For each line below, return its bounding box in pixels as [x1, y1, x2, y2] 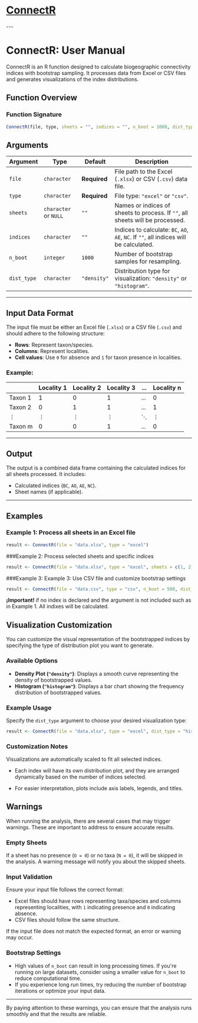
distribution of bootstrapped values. [14, 689, 102, 696]
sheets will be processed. [114, 216, 186, 225]
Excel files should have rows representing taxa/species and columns [14, 897, 181, 905]
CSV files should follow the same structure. [14, 916, 120, 923]
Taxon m [9, 423, 33, 431]
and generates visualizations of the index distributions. [6, 75, 139, 82]
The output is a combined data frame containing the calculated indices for [6, 464, 186, 471]
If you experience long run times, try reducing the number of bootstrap [14, 981, 187, 988]
